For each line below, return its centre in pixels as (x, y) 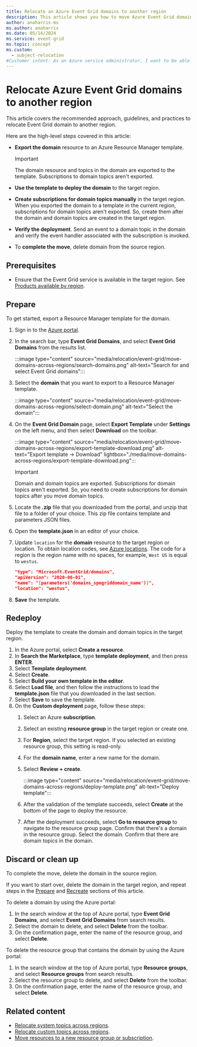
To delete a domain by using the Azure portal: (61, 902)
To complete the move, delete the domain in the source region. (82, 874)
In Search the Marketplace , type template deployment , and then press (101, 656)
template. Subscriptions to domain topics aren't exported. (84, 176)
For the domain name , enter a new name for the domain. (92, 758)
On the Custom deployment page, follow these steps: (80, 706)
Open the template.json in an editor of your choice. (77, 531)
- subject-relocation (38, 55)
